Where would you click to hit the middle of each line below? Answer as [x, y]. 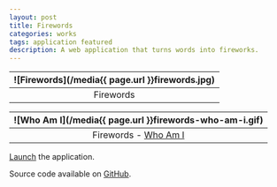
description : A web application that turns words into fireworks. [134, 50]
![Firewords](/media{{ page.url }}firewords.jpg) [114, 80]
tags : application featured [61, 42]
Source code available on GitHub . [70, 174]
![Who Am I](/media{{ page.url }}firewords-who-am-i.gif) [138, 120]
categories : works [43, 34]
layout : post [33, 17]
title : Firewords [41, 26]
